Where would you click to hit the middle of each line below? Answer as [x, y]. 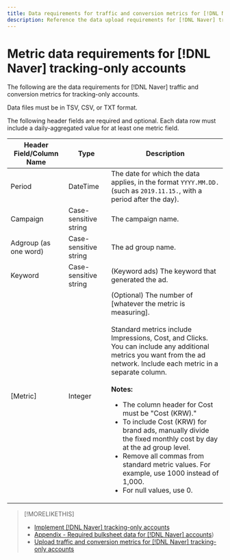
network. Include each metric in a [164, 364]
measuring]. [130, 312]
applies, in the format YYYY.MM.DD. [165, 182]
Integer [80, 396]
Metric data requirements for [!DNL [109, 54]
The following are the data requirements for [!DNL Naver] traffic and [103, 87]
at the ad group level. [156, 448]
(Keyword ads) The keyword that [164, 271]
